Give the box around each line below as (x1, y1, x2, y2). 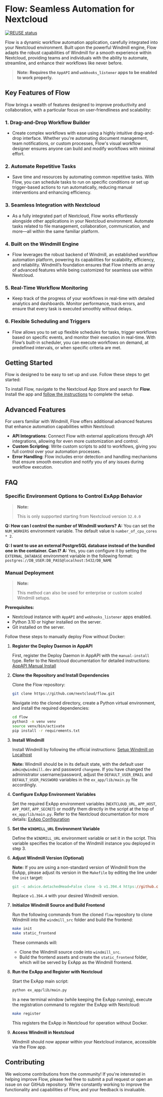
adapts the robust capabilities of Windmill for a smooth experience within (5, 50, 152, 56)
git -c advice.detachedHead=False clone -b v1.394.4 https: (12, 884, 137, 889)
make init (12, 927, 33, 931)
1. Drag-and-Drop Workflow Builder (5, 119, 91, 126)
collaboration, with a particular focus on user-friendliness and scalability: (5, 107, 152, 113)
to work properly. (17, 75, 53, 80)
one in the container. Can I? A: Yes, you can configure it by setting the (5, 548, 147, 553)
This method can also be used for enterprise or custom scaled (17, 590, 142, 596)
